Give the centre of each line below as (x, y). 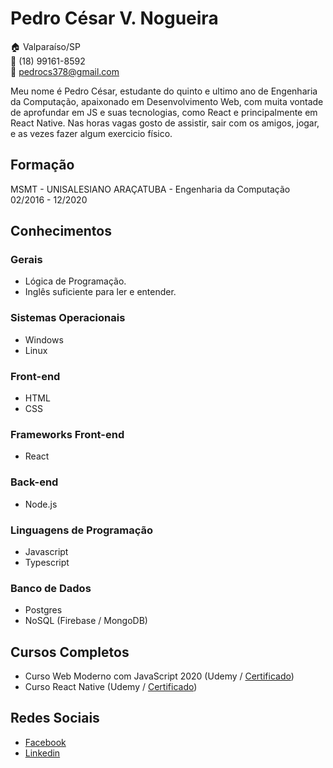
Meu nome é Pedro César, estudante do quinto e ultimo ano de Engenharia (164, 91)
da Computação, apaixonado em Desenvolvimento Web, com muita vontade (167, 101)
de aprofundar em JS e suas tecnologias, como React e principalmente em (164, 112)
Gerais (26, 260)
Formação (42, 165)
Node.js (41, 504)
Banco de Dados (51, 588)
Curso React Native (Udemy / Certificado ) (111, 687)
